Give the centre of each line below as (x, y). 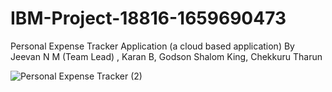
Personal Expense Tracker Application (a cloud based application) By (152, 46)
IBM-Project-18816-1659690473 (148, 18)
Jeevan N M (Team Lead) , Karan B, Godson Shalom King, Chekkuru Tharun (166, 56)
